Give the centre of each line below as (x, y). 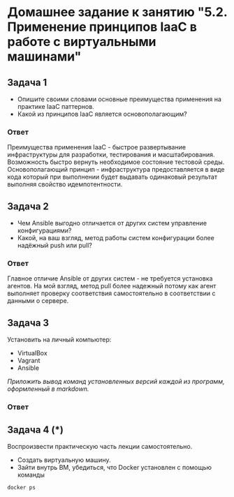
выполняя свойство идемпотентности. (65, 184)
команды (31, 475)
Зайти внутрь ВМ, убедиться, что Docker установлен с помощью (114, 467)
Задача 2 (28, 206)
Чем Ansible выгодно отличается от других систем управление (112, 223)
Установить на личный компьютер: (59, 340)
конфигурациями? (44, 230)
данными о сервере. (38, 301)
